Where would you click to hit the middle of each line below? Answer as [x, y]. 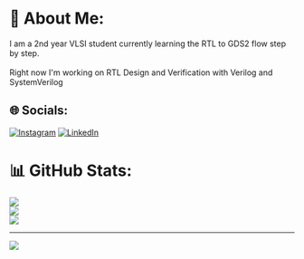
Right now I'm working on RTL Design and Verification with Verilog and [141, 72]
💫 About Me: [57, 19]
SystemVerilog [36, 82]
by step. [24, 53]
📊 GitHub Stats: [71, 170]
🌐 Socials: [39, 111]
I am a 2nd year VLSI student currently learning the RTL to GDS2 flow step [148, 43]
